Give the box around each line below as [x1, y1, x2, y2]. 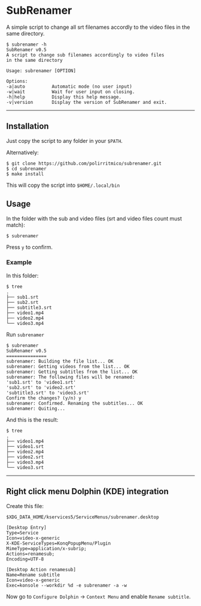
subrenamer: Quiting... [6, 405, 66, 411]
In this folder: [6, 271, 39, 279]
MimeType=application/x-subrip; [6, 545, 87, 551]
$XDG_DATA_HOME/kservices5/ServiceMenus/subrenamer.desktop [6, 514, 160, 520]
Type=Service [6, 530, 39, 536]
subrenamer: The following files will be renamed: [6, 374, 135, 380]
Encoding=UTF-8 [6, 556, 44, 562]
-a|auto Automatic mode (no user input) [6, 83, 133, 89]
